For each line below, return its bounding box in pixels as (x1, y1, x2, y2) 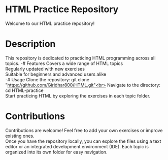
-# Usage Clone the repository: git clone (5, 76, 90, 82)
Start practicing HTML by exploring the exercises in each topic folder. (5, 92, 151, 99)
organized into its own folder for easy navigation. (5, 149, 108, 155)
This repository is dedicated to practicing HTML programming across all (5, 55, 156, 61)
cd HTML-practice (5, 87, 44, 93)
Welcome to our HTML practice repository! (5, 20, 95, 26)
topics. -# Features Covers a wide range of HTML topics (5, 60, 123, 67)
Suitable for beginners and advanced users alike (5, 71, 107, 77)
